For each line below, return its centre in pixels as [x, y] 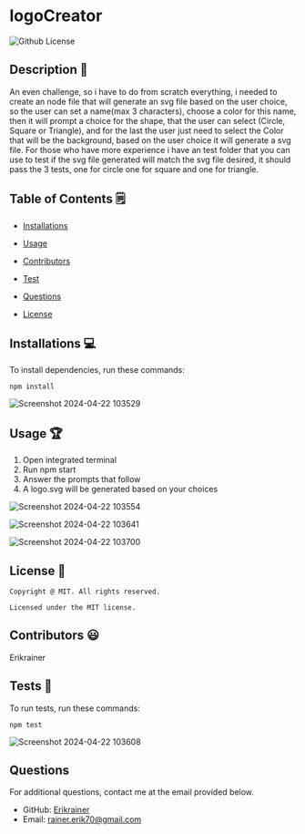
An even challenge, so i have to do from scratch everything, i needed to [143, 91]
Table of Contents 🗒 [67, 199]
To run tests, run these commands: [75, 708]
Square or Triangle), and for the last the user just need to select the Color [147, 130]
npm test [26, 725]
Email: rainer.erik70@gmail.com [82, 819]
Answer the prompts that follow [81, 479]
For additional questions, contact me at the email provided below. [132, 792]
